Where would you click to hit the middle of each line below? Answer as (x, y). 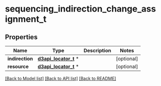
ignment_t (26, 19)
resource (18, 66)
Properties (21, 37)
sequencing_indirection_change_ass (80, 9)
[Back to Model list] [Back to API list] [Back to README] (61, 79)
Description (97, 50)
